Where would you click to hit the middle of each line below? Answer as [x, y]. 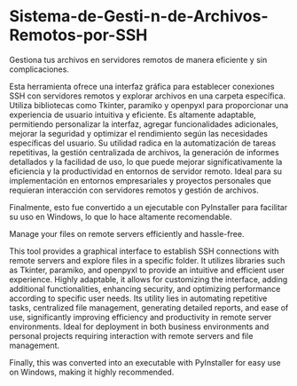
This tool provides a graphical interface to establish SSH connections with [144, 251]
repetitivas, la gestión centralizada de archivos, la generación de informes [144, 152]
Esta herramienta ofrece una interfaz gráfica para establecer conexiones [142, 86]
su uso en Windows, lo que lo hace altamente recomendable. [121, 217]
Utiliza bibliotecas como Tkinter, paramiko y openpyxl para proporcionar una [149, 105]
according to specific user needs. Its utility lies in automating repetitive [138, 298]
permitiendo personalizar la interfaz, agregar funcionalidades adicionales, [144, 124]
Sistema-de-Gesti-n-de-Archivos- [139, 16]
